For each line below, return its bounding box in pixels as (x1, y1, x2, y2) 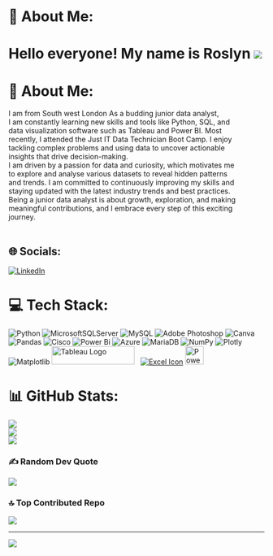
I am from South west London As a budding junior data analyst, (8, 109, 219, 119)
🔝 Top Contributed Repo (8, 497, 106, 509)
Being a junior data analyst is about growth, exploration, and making (8, 195, 236, 205)
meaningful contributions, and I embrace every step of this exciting (8, 203, 233, 214)
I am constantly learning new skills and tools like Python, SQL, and (8, 117, 230, 127)
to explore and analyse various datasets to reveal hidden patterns (8, 169, 227, 179)
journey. (8, 212, 36, 222)
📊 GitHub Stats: (8, 387, 119, 406)
